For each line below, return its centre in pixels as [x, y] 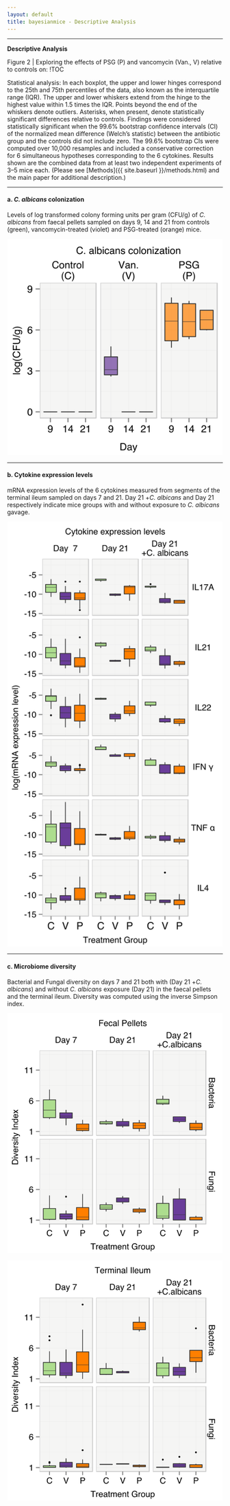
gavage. [18, 512]
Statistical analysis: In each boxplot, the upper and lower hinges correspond [114, 82]
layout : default [30, 14]
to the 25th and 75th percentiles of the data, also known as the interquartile [113, 90]
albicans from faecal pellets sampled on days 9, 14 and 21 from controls [108, 222]
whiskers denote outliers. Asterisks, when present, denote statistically [106, 112]
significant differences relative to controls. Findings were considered [104, 119]
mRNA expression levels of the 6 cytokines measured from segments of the [114, 490]
